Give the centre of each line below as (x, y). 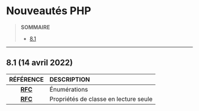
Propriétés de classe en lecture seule (101, 99)
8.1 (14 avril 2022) (39, 63)
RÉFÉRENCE (27, 79)
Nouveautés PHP (49, 11)
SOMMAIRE (35, 27)
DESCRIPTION (70, 79)
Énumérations (69, 89)
